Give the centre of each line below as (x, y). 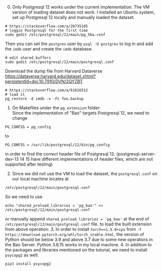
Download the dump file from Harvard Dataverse (54, 71)
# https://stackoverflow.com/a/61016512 (47, 90)
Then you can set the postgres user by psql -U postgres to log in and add (79, 44)
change (20, 118)
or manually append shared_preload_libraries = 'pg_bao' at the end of (77, 219)
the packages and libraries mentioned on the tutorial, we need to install (76, 250)
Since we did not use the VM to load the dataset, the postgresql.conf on (85, 174)
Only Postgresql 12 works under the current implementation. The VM (81, 7)
